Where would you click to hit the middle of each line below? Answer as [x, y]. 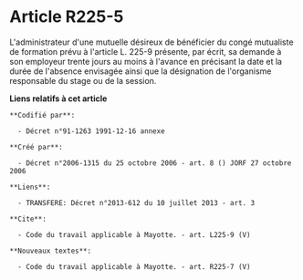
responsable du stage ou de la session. [83, 80]
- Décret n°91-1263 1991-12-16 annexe [92, 131]
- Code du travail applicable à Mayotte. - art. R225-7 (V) [134, 266]
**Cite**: [28, 219]
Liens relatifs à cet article [58, 99]
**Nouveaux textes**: [51, 251]
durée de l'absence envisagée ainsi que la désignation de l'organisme [141, 71]
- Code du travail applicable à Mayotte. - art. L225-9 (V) [134, 234]
